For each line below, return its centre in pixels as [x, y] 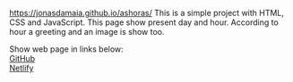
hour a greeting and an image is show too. [87, 32]
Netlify [22, 68]
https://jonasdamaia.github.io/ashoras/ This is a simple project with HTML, [147, 13]
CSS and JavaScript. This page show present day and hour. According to [144, 22]
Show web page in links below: [66, 49]
